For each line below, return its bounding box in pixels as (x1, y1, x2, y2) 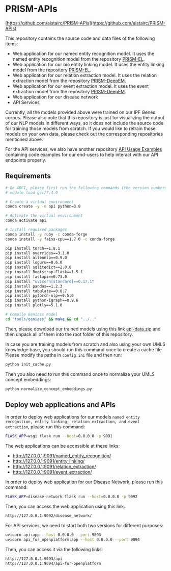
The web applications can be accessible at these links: (5, 443, 120, 449)
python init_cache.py (5, 361, 51, 367)
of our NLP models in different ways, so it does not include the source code (5, 120, 164, 126)
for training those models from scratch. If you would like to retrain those (5, 125, 156, 132)
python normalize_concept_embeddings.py (5, 386, 93, 392)
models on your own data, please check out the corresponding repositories (5, 131, 163, 137)
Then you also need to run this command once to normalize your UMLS (5, 371, 155, 377)
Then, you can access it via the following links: (5, 546, 103, 552)
